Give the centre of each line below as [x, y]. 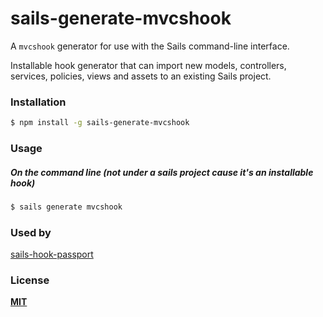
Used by [31, 232]
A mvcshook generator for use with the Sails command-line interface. [150, 46]
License [30, 280]
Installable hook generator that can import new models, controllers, [148, 65]
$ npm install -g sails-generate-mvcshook [100, 123]
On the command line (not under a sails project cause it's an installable [162, 172]
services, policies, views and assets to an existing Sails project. [141, 76]
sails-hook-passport [52, 254]
